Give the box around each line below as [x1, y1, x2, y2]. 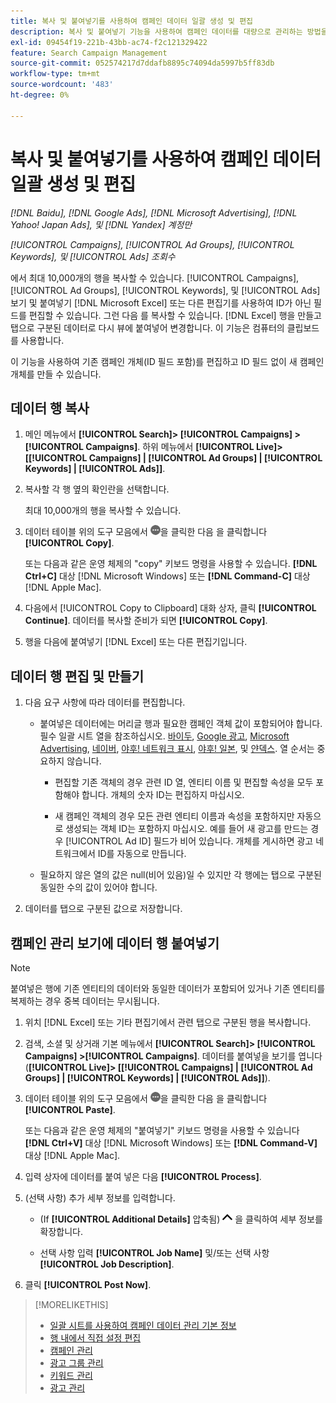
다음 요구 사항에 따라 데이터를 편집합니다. [24, 696, 186, 709]
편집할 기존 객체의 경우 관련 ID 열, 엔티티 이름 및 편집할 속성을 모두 [54, 776, 314, 789]
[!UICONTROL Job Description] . [39, 1258, 175, 1270]
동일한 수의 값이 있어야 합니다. [39, 881, 158, 894]
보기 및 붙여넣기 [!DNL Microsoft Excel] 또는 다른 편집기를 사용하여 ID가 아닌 [10, 296, 312, 309]
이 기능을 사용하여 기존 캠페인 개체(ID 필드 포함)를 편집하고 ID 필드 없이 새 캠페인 [10, 355, 325, 367]
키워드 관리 [49, 1370, 93, 1381]
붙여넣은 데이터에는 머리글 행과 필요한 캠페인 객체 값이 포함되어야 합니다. [39, 718, 323, 730]
